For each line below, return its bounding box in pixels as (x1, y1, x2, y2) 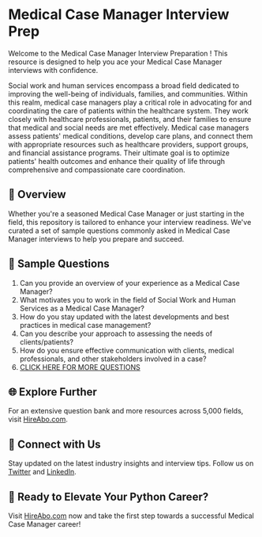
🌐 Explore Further (8, 385, 97, 398)
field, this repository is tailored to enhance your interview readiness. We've (8, 217, 252, 227)
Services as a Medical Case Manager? (19, 303, 144, 313)
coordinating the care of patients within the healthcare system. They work (8, 105, 249, 116)
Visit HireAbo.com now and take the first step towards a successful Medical (8, 511, 254, 520)
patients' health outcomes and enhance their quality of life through (8, 156, 225, 166)
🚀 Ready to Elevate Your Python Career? (8, 489, 209, 504)
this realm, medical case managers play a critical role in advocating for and (8, 97, 253, 107)
